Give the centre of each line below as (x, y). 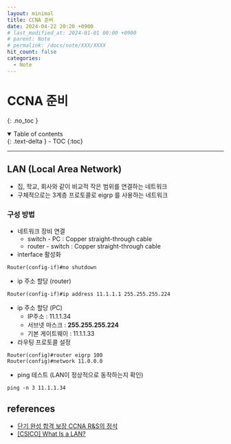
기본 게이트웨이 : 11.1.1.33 (61, 333)
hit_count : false (32, 52)
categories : (24, 59)
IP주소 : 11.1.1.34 (49, 316)
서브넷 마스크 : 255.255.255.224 (73, 325)
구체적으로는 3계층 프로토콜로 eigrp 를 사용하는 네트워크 (92, 195)
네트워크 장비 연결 (41, 231)
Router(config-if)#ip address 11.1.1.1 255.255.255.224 (89, 294)
